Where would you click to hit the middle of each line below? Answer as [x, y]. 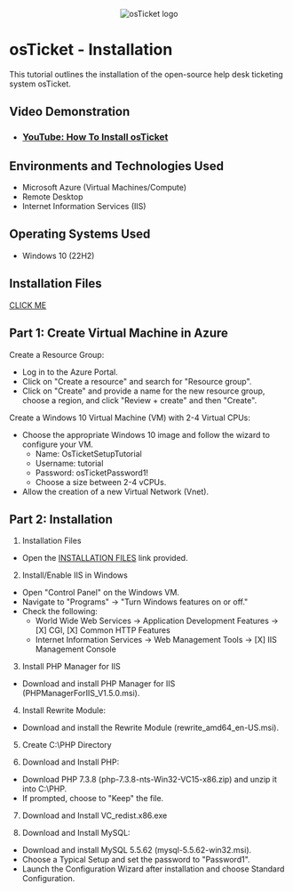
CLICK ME [28, 305]
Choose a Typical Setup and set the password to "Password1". [136, 860]
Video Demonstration [70, 112]
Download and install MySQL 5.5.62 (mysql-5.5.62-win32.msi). [137, 850]
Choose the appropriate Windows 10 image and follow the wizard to [146, 434]
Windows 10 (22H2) [58, 255]
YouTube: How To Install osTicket [95, 137]
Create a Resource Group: [57, 354]
